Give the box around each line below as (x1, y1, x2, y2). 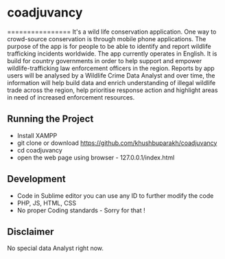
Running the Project (7, 113, 94, 125)
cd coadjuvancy (16, 146, 63, 154)
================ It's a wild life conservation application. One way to (7, 27, 217, 36)
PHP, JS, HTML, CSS (16, 199, 77, 207)
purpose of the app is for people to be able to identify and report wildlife (7, 42, 211, 50)
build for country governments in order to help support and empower (7, 56, 202, 65)
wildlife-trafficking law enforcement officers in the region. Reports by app (7, 64, 215, 72)
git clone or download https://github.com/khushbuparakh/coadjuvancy (16, 139, 217, 147)
